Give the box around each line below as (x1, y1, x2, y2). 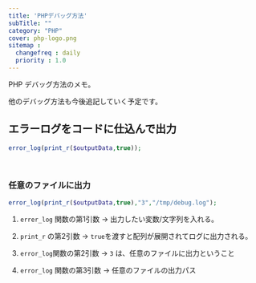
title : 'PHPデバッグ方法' (8, 11, 88, 20)
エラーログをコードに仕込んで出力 (8, 122, 177, 136)
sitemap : (8, 42, 42, 50)
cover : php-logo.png (8, 34, 78, 42)
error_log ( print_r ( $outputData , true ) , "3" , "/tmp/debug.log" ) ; (8, 198, 217, 207)
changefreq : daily (15, 49, 81, 57)
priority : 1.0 (15, 57, 67, 65)
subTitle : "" (8, 19, 52, 27)
